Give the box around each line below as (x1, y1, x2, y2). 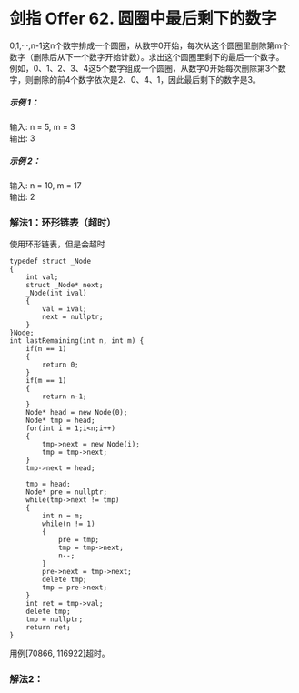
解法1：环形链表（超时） (9, 216, 116, 228)
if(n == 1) (25, 345, 67, 354)
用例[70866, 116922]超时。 (9, 648, 111, 659)
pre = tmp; (57, 536, 100, 545)
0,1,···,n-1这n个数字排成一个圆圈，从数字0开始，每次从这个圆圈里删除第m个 (9, 40, 290, 51)
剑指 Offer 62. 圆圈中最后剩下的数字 (9, 8, 277, 29)
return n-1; (42, 392, 88, 401)
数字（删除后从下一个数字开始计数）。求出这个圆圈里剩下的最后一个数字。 (9, 51, 284, 62)
